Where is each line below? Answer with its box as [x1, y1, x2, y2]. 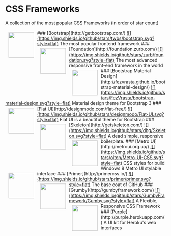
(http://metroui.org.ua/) [101, 143, 149, 149]
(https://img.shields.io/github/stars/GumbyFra [69, 192, 165, 198]
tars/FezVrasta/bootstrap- [101, 95, 156, 101]
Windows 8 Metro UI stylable [101, 165, 161, 171]
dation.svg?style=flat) [69, 57, 115, 63]
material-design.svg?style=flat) [5, 100, 71, 106]
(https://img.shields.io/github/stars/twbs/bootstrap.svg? [37, 35, 155, 41]
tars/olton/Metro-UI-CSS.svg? [101, 154, 164, 161]
